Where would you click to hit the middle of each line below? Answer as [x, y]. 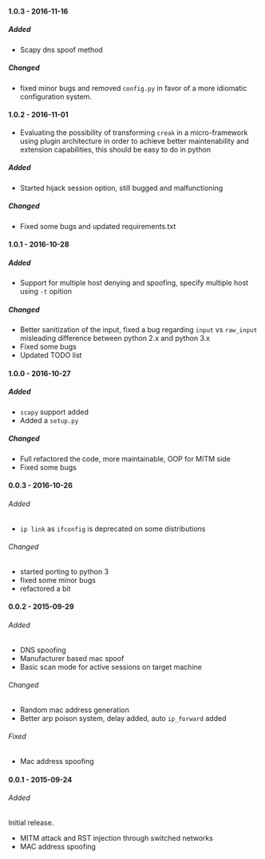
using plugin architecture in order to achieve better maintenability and [134, 141]
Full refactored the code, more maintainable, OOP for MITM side [125, 458]
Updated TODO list [51, 355]
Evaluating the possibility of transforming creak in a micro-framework [134, 133]
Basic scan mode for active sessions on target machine [111, 667]
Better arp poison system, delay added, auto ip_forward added [123, 718]
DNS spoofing [43, 650]
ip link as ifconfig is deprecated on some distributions [113, 528]
